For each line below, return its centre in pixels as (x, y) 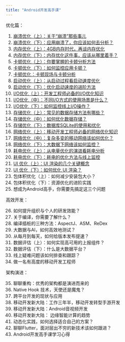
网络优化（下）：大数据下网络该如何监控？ (57, 144)
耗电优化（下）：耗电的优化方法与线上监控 (57, 157)
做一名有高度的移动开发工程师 (44, 261)
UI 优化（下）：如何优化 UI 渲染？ (47, 170)
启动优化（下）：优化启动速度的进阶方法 (54, 87)
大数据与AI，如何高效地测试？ (44, 229)
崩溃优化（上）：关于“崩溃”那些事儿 (50, 36)
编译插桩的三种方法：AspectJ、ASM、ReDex (60, 223)
